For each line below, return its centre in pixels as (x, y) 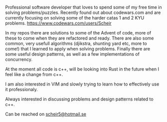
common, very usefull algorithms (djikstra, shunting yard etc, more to (76, 43)
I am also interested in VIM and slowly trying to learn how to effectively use (82, 84)
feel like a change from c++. (34, 74)
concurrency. (19, 59)
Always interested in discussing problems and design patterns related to (79, 99)
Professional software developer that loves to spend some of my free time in (83, 7)
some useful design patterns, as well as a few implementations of (72, 54)
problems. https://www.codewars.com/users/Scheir (58, 23)
